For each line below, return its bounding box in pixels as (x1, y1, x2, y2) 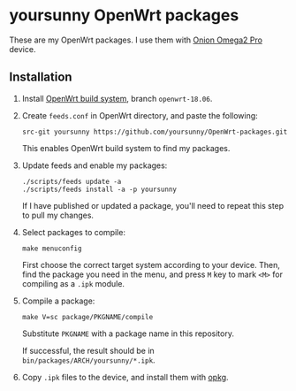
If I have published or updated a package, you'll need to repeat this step (21, 200, 285, 211)
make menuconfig (21, 244, 82, 253)
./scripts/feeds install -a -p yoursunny (21, 185, 177, 194)
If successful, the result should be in (21, 345, 155, 356)
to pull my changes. (21, 210, 95, 220)
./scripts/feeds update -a (21, 177, 122, 186)
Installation (9, 70, 72, 85)
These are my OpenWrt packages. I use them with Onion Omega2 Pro (9, 34, 263, 45)
